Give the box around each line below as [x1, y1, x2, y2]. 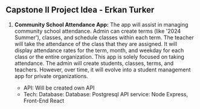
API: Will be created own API [23, 84, 95, 91]
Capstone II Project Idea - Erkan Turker [5, 5, 155, 15]
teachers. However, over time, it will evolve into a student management [14, 66, 191, 73]
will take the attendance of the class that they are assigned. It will [14, 40, 178, 47]
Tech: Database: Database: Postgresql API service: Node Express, [23, 90, 189, 97]
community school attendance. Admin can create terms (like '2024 [14, 27, 181, 35]
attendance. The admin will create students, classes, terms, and [14, 59, 174, 67]
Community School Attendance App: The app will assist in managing [14, 21, 189, 28]
